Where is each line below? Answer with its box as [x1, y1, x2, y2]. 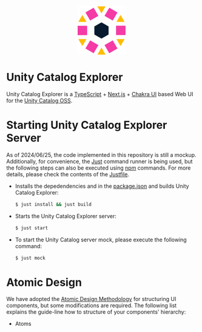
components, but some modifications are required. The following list [6, 302, 177, 310]
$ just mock [15, 255, 45, 261]
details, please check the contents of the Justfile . [6, 170, 129, 178]
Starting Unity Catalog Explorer [6, 119, 167, 132]
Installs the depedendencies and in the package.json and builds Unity [15, 182, 189, 190]
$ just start [15, 225, 49, 231]
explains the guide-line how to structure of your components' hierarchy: [6, 308, 186, 316]
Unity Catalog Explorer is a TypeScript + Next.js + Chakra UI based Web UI [6, 90, 194, 97]
